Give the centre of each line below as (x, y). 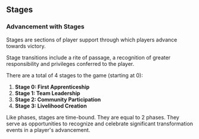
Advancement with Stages (45, 27)
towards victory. (26, 46)
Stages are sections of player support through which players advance (92, 40)
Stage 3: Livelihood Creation (51, 106)
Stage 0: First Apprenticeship (52, 87)
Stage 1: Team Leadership (47, 93)
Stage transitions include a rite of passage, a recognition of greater (88, 57)
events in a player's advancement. (48, 129)
